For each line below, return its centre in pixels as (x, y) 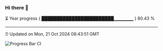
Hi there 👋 (17, 8)
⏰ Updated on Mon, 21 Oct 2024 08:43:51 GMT (52, 34)
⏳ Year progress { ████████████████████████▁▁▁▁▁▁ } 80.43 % (80, 18)
